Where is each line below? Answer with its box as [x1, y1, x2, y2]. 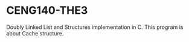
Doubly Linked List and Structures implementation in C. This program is [6, 23, 184, 31]
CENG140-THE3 [6, 4, 88, 17]
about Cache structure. [6, 29, 64, 37]
